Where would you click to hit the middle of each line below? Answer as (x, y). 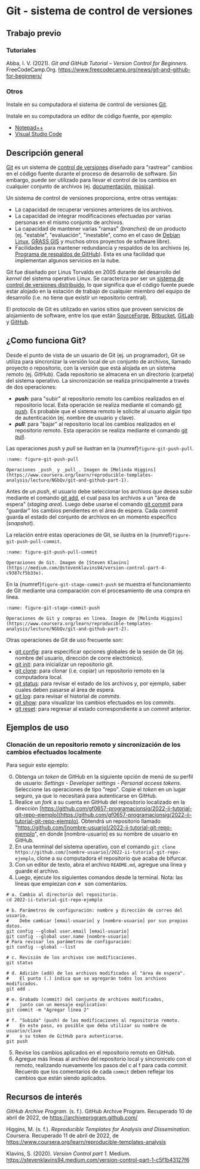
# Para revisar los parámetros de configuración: (69, 942)
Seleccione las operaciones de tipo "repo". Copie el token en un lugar (100, 789)
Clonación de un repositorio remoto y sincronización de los (93, 745)
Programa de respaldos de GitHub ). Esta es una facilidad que (90, 254)
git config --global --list (41, 947)
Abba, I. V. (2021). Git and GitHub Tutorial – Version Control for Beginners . (97, 63)
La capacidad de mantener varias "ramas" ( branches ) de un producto (101, 228)
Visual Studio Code (39, 134)
